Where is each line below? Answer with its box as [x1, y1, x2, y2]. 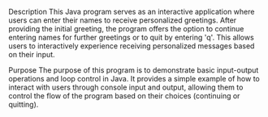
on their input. [8, 50, 55, 59]
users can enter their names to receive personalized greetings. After [8, 15, 237, 25]
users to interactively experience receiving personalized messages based [8, 41, 255, 51]
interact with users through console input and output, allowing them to [8, 82, 244, 92]
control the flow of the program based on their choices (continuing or [8, 91, 240, 100]
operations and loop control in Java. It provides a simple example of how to [8, 74, 260, 83]
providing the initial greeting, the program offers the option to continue [8, 24, 244, 33]
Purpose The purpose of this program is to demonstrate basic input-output [8, 65, 259, 75]
